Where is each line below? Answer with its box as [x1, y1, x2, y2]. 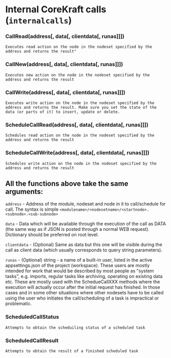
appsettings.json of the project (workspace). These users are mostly [5, 263, 150, 269]
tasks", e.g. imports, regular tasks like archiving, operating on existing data [5, 273, 163, 280]
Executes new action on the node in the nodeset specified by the [5, 72, 150, 77]
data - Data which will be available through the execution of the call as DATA [5, 221, 166, 227]
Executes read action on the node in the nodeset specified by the [5, 45, 153, 50]
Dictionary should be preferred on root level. [5, 232, 99, 238]
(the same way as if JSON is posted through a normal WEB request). [5, 226, 150, 232]
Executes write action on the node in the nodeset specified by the [5, 101, 155, 106]
